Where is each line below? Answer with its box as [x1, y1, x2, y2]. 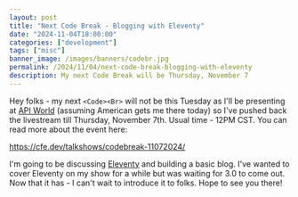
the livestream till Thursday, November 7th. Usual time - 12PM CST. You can [9, 114, 287, 125]
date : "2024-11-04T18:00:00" [9, 29, 117, 38]
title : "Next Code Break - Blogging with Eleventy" [9, 21, 205, 30]
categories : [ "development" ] [9, 37, 117, 47]
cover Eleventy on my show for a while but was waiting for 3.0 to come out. [9, 168, 286, 178]
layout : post [9, 12, 58, 22]
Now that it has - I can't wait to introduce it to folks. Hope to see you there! [9, 177, 283, 188]
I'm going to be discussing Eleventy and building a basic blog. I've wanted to [9, 158, 290, 169]
